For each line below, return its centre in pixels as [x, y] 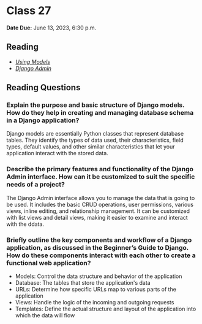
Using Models [33, 61]
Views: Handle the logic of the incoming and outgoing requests [95, 303]
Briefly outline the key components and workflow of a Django [99, 240]
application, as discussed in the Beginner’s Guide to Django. [97, 247]
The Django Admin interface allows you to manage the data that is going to [101, 198]
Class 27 [29, 11]
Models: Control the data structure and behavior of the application [99, 276]
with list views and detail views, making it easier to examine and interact [97, 217]
